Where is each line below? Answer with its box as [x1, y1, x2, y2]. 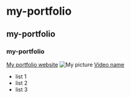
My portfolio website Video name [6, 61, 124, 68]
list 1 [15, 72, 27, 80]
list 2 [15, 79, 28, 86]
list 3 [15, 86, 28, 93]
